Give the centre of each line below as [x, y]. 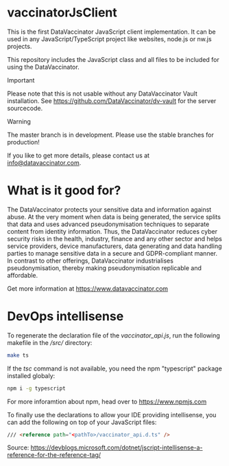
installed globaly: [31, 375]
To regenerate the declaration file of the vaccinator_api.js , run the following [114, 335]
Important [21, 80]
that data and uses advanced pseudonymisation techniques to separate [108, 224]
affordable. [23, 275]
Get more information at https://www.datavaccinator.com [88, 288]
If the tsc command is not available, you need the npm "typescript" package [115, 368]
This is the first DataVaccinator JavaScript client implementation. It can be [111, 32]
